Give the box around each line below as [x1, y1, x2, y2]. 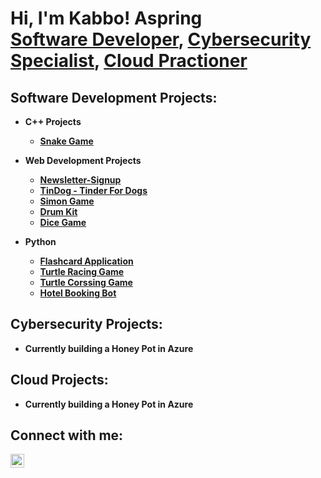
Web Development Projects [24, 155, 142, 166]
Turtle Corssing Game [39, 277, 133, 288]
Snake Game [39, 135, 94, 147]
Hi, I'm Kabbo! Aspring [10, 7, 203, 30]
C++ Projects [24, 116, 82, 127]
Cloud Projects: [10, 372, 109, 389]
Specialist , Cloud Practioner [10, 50, 248, 72]
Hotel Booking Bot [39, 287, 117, 299]
